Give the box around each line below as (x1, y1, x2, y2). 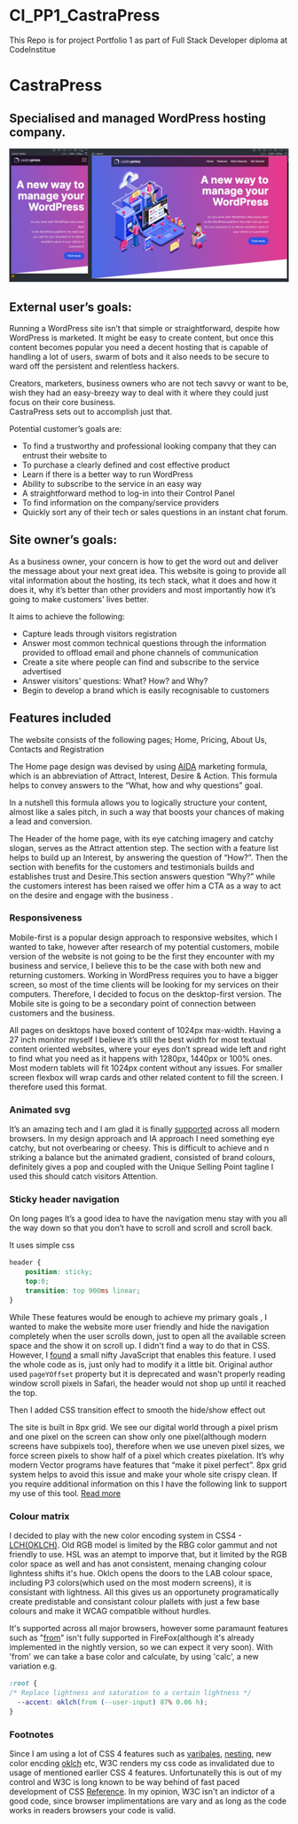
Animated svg (9, 1103, 71, 1116)
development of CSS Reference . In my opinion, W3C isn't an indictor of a (9, 1786, 275, 1796)
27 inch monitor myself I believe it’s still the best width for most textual (9, 1034, 266, 1045)
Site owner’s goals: (9, 532, 118, 547)
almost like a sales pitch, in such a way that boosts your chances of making (9, 806, 285, 817)
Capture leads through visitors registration (21, 628, 177, 639)
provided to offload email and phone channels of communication (21, 647, 259, 657)
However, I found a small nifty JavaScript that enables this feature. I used (9, 1350, 277, 1360)
